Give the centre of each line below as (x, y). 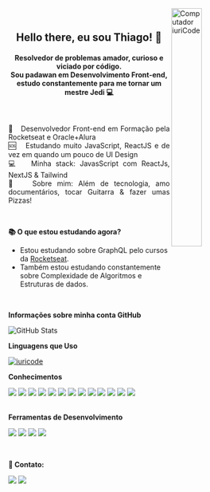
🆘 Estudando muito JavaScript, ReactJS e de (89, 145)
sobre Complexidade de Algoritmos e (81, 275)
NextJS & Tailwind (38, 175)
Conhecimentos (35, 376)
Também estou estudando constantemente (90, 267)
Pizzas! (20, 200)
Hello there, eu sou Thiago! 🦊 (89, 38)
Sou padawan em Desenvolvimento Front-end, (89, 74)
